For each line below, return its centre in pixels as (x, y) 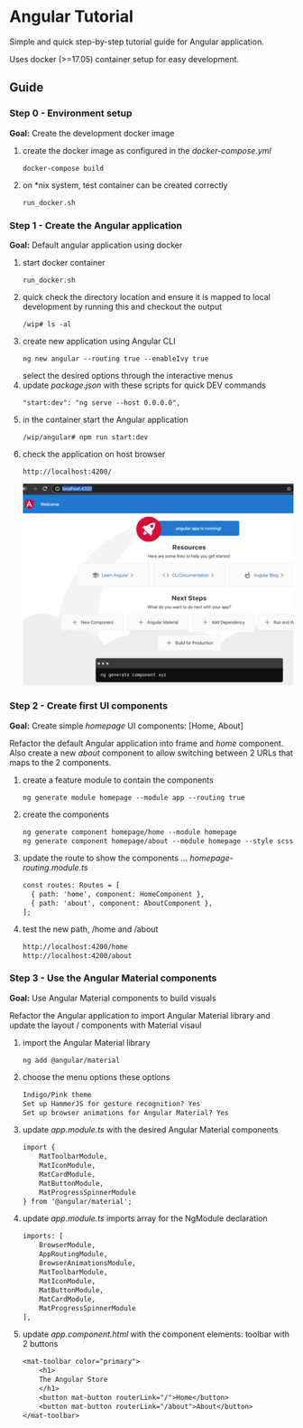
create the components (66, 814)
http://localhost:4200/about (77, 955)
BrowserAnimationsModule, (88, 1263)
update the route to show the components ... (105, 858)
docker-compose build (63, 168)
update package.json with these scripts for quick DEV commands (144, 385)
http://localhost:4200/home (75, 946)
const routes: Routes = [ (71, 885)
